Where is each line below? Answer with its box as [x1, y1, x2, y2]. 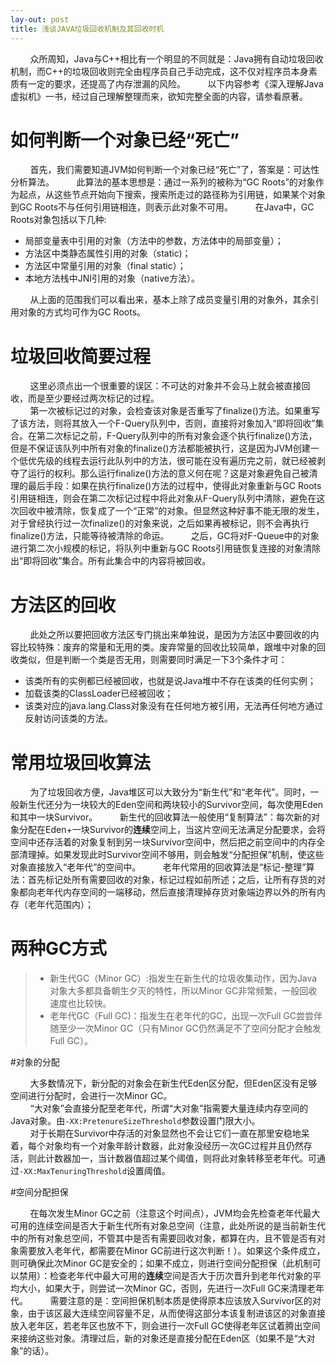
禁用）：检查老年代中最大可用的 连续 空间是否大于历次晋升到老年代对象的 [18, 1270, 313, 1282]
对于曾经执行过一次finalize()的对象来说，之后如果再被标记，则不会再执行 [10, 517, 310, 530]
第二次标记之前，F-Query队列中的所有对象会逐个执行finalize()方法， [36, 430, 318, 442]
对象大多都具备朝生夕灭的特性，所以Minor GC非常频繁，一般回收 [49, 985, 318, 997]
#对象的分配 [10, 1056, 60, 1068]
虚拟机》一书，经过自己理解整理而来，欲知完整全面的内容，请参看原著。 [10, 90, 308, 102]
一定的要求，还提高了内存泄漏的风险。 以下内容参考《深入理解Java [27, 77, 324, 90]
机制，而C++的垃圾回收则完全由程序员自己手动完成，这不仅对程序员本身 [10, 65, 309, 77]
